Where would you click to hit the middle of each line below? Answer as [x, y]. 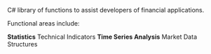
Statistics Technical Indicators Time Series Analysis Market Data [102, 37]
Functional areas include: [43, 23]
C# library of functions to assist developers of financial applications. [106, 10]
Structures [22, 44]
